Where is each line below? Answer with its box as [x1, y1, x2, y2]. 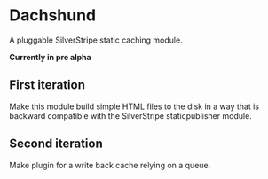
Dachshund [9, 5, 97, 26]
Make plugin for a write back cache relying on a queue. [9, 160, 211, 170]
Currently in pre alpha [9, 51, 91, 62]
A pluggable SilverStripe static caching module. [9, 35, 184, 45]
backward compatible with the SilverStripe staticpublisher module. [9, 110, 253, 121]
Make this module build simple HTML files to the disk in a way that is [9, 101, 260, 112]
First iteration [9, 77, 86, 93]
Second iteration [9, 136, 104, 152]
